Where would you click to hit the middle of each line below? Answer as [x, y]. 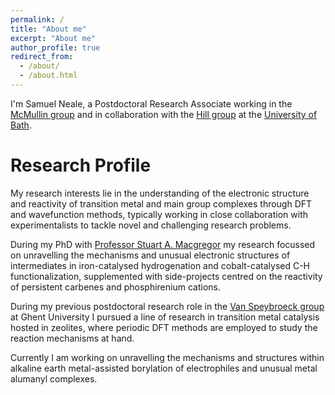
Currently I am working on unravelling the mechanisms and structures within [167, 357]
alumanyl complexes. [54, 378]
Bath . [21, 125]
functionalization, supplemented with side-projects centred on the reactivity [166, 276]
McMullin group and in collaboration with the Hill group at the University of [164, 114]
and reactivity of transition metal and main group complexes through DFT [161, 203]
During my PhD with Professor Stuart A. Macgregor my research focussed [163, 244]
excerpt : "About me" [53, 38]
